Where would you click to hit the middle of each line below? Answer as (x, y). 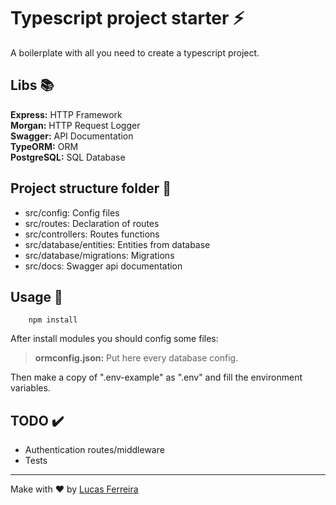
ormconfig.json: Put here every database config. (136, 358)
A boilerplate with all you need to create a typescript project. (135, 52)
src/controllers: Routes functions (92, 234)
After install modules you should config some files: (114, 339)
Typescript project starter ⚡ (127, 18)
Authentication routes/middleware (94, 450)
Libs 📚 (32, 85)
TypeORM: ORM (44, 146)
